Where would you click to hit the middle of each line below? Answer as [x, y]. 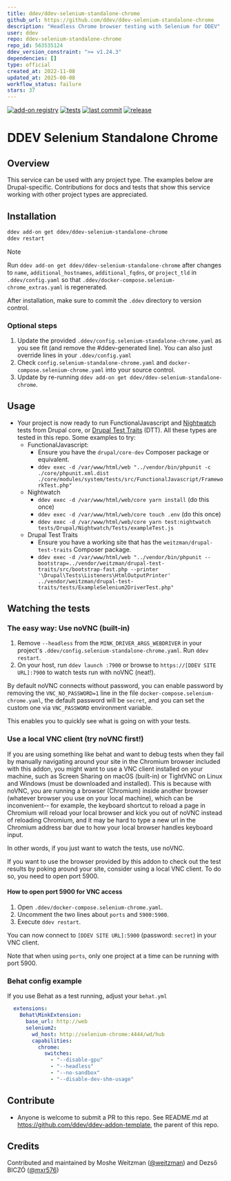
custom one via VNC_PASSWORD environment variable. [80, 708]
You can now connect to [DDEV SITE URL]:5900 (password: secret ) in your [112, 935]
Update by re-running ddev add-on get [72, 377]
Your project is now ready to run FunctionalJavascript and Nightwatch [116, 423]
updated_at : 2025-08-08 [41, 78]
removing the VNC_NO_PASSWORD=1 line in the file [73, 693]
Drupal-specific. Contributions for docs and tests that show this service [109, 188]
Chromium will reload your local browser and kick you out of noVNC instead [115, 812]
